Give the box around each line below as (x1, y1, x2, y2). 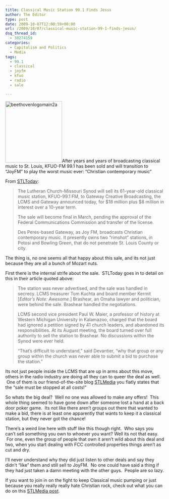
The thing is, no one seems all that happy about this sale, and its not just (5, 255, 155, 261)
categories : (5, 40, 30, 45)
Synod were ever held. (17, 338, 65, 344)
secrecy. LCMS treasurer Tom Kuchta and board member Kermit (17, 290, 151, 296)
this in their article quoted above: (5, 275, 74, 281)
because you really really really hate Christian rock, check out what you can (5, 482, 163, 488)
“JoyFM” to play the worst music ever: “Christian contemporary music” (5, 168, 152, 174)
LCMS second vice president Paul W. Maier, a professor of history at (17, 311, 160, 317)
